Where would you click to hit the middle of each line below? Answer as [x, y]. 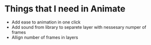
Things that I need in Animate [65, 9]
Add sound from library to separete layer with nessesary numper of [79, 27]
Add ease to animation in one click [46, 22]
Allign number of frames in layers [45, 37]
